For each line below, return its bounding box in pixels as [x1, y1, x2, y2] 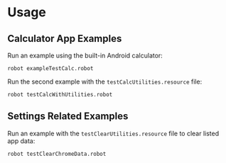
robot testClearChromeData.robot [7, 150, 107, 157]
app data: [7, 136, 36, 145]
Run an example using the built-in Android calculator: [7, 51, 163, 60]
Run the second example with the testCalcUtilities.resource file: [7, 77, 203, 86]
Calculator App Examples [7, 33, 122, 45]
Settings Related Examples [7, 111, 129, 123]
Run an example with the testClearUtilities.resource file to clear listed [7, 129, 220, 137]
